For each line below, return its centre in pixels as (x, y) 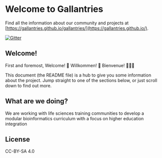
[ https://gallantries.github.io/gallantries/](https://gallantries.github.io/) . (77, 28)
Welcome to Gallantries (54, 9)
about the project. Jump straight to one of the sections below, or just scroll (81, 80)
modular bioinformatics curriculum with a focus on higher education (75, 118)
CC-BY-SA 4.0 (20, 151)
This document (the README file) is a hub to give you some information (78, 75)
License (18, 139)
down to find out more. (28, 85)
